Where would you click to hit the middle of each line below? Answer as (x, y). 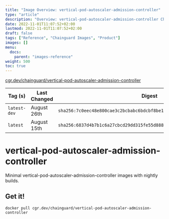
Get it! (15, 197)
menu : (11, 47)
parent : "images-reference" (44, 57)
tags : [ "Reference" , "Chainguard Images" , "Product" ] (63, 38)
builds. (12, 181)
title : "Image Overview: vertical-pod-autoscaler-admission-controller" (83, 10)
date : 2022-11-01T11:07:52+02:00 (40, 24)
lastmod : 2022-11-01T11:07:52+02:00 (44, 29)
